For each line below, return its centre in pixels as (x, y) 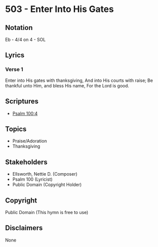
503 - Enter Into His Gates (60, 9)
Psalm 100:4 (25, 113)
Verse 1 (14, 69)
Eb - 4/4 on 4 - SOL (25, 39)
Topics (16, 129)
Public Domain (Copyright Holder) (47, 185)
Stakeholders (26, 162)
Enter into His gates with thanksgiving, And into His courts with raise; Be (79, 80)
